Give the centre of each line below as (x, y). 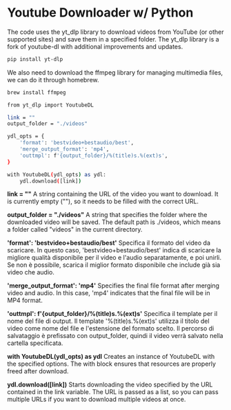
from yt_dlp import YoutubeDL (51, 105)
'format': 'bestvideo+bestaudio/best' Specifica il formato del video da (109, 243)
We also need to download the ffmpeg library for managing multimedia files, (115, 72)
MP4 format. (25, 300)
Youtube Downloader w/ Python (100, 13)
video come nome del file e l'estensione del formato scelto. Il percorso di (111, 328)
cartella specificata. (35, 343)
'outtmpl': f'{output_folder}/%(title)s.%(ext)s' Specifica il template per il (112, 314)
